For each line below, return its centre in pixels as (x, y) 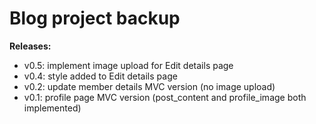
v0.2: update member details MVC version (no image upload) (149, 86)
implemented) (52, 108)
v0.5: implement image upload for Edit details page (128, 65)
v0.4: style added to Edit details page (100, 76)
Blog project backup (95, 18)
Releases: (30, 46)
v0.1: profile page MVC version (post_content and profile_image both (165, 97)
